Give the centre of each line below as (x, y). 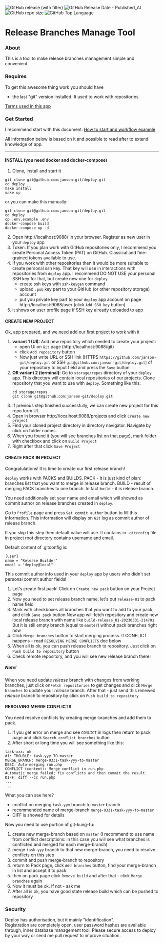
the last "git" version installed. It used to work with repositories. (76, 97)
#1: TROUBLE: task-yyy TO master (39, 756)
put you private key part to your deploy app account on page (80, 299)
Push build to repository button (46, 651)
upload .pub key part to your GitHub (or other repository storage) (85, 289)
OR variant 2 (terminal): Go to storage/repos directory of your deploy (82, 373)
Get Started (19, 119)
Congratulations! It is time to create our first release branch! (65, 469)
